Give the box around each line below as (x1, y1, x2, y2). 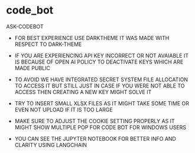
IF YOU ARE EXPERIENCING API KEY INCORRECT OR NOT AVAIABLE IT (14, 52, 189, 59)
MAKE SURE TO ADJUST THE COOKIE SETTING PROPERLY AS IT (14, 117, 175, 124)
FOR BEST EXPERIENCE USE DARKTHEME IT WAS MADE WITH (14, 34, 170, 41)
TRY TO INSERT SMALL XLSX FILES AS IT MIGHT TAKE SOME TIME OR (14, 99, 190, 107)
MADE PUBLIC (14, 64, 50, 71)
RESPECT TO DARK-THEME (14, 41, 82, 48)
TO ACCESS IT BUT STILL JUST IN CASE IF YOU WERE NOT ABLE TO (14, 82, 185, 89)
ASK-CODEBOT (6, 23, 44, 30)
